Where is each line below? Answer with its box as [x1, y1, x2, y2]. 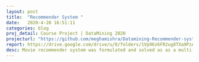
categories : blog [6, 25, 49, 31]
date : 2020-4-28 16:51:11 [6, 19, 76, 25]
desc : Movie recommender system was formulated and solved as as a [6, 47, 176, 53]
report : [6, 42, 25, 48]
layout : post [6, 8, 38, 15]
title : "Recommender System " [6, 14, 84, 20]
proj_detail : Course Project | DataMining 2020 [6, 31, 126, 37]
